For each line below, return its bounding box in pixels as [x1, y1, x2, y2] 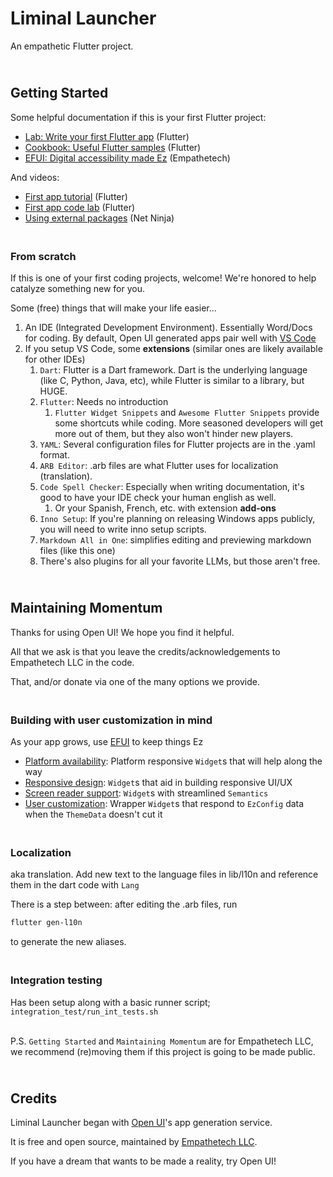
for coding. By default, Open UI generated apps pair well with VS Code [24, 332, 317, 344]
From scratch [10, 249, 77, 263]
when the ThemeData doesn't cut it [24, 808, 163, 821]
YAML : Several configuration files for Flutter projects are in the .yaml [39, 438, 316, 451]
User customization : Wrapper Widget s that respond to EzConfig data [24, 798, 305, 810]
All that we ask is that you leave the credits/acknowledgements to [10, 645, 281, 657]
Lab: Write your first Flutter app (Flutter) [24, 130, 190, 142]
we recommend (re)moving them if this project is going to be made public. [10, 1045, 316, 1057]
